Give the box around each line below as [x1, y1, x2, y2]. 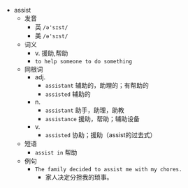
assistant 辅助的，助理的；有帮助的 [45, 81, 149, 89]
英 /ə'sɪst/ [34, 23, 68, 31]
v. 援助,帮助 [34, 49, 68, 57]
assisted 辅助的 [45, 90, 91, 98]
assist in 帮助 [34, 148, 78, 156]
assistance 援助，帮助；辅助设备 [45, 115, 140, 123]
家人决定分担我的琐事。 [45, 173, 113, 181]
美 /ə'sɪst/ [34, 31, 68, 40]
